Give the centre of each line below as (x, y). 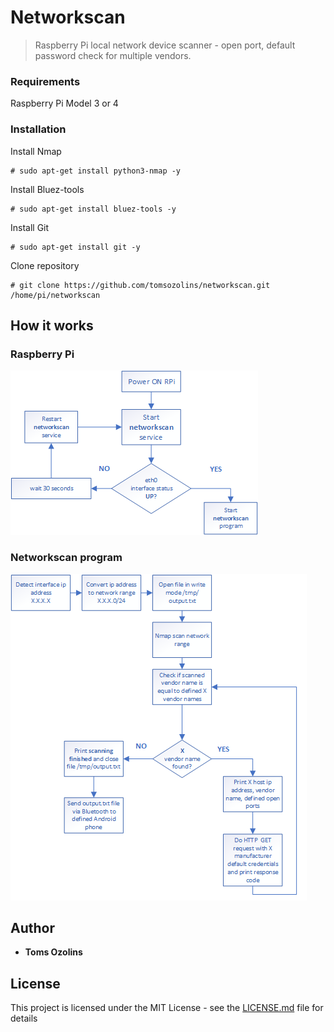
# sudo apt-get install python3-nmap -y (96, 171)
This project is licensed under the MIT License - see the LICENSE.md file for (167, 1008)
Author (32, 927)
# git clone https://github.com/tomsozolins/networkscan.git (140, 285)
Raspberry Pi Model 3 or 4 (64, 103)
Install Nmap (36, 151)
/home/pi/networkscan (55, 295)
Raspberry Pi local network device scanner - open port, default (165, 45)
